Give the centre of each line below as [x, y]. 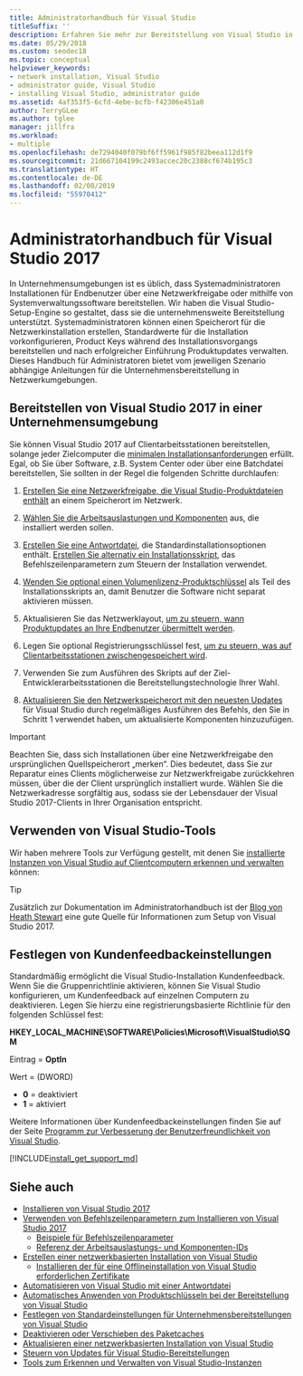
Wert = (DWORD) [42, 1077]
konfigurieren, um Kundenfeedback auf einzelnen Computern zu [129, 996]
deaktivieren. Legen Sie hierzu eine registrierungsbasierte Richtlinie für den [150, 1005]
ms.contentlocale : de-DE [56, 177]
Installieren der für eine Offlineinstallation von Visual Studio [146, 1266]
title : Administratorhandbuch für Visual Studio [103, 18]
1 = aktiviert [44, 1104]
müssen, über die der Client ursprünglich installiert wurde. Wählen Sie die [146, 783]
